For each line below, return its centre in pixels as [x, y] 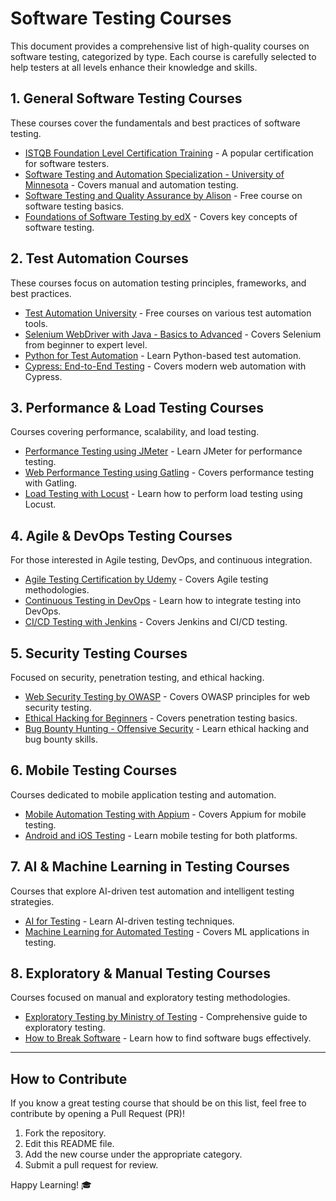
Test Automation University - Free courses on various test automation [168, 313]
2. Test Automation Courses [99, 258]
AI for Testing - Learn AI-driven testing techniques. [129, 921]
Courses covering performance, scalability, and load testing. [135, 432]
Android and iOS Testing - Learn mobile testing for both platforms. [161, 835]
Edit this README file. [69, 1144]
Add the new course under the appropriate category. [133, 1154]
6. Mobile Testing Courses [94, 770]
